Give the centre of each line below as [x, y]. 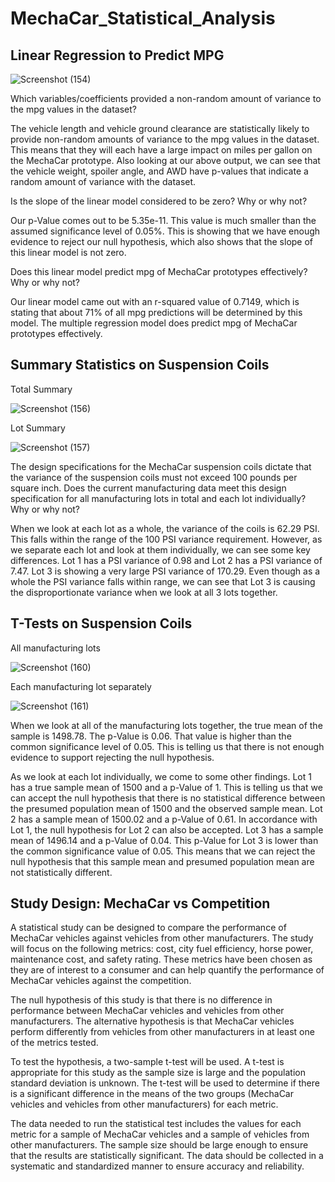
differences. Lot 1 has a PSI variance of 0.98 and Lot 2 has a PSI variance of [166, 560]
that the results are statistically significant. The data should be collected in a [167, 1156]
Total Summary [41, 389]
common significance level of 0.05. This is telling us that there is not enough [167, 746]
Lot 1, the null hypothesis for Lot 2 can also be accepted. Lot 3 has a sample [167, 829]
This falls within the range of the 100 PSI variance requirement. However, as [166, 539]
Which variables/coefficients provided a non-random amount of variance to [166, 98]
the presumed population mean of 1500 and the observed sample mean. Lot [166, 808]
